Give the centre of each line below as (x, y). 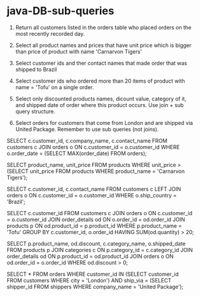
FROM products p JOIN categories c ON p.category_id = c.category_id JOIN (100, 250)
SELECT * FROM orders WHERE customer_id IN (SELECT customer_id (93, 274)
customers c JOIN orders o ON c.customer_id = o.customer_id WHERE (93, 147)
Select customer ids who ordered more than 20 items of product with (100, 81)
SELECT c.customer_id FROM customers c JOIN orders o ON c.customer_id (100, 213)
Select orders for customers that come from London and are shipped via (104, 122)
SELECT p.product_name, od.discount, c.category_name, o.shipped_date (96, 243)
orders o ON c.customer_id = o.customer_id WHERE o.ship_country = (92, 195)
